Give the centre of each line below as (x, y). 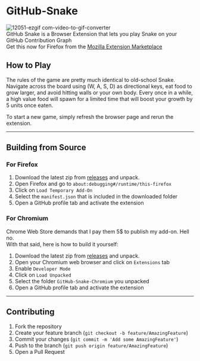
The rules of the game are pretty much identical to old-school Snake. (91, 79)
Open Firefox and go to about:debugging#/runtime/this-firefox (93, 184)
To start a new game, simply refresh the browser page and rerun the (90, 117)
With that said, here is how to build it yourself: (62, 244)
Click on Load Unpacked (43, 275)
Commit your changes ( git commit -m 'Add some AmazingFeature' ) (96, 339)
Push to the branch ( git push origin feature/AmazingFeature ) (91, 345)
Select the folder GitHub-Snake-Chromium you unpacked (82, 281)
